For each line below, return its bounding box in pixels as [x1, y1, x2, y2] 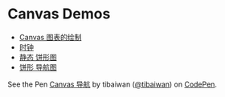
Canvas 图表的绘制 [18, 32, 82, 42]
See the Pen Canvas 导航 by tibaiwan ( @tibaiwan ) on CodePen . [7, 79, 218, 89]
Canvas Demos [7, 5, 111, 23]
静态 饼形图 [18, 52, 57, 62]
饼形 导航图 [18, 62, 57, 72]
